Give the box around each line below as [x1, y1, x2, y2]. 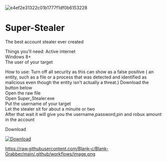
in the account [5, 116, 35, 122]
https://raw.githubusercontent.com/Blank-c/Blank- [5, 145, 109, 151]
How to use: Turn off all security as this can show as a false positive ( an [5, 68, 154, 74]
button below [5, 84, 32, 90]
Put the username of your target [5, 100, 71, 106]
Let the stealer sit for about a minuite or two [5, 105, 95, 112]
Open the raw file [5, 90, 41, 96]
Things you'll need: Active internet [5, 48, 76, 54]
